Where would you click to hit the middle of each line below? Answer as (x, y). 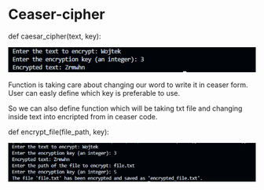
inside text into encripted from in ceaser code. (83, 116)
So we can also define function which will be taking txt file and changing (125, 108)
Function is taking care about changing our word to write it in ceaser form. (128, 85)
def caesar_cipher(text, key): (55, 36)
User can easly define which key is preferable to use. (94, 93)
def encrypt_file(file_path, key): (59, 132)
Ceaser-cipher (57, 15)
